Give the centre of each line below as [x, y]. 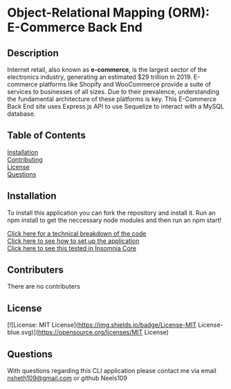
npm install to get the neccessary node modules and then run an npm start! [114, 220]
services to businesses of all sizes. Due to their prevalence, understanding [113, 92]
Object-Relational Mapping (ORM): [108, 13]
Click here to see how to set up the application [73, 241]
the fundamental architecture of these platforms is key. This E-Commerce [112, 99]
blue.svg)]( [23, 332]
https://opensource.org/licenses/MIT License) [103, 332]
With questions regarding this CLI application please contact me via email [112, 371]
